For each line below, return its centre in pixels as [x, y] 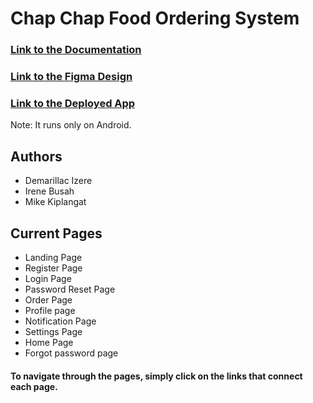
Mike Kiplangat [55, 202]
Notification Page [60, 321]
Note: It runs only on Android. [71, 125]
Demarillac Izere [58, 181]
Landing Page [53, 257]
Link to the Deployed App [73, 103]
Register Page [53, 268]
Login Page [48, 278]
